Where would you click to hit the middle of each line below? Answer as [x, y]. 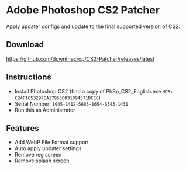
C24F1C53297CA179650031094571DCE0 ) [57, 98]
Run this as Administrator [45, 110]
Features [23, 128]
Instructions [29, 77]
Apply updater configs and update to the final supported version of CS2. [93, 26]
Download [25, 45]
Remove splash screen [42, 161]
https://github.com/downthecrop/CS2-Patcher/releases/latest [80, 58]
